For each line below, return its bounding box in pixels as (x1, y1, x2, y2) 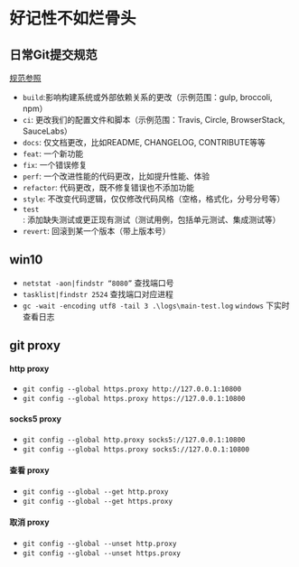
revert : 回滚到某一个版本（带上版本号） (22, 226, 171, 236)
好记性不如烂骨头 (9, 8, 137, 29)
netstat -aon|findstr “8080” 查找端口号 (22, 277, 174, 288)
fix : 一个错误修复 (22, 160, 88, 170)
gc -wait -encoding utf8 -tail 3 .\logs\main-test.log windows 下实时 (22, 300, 291, 311)
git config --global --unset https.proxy (22, 549, 181, 558)
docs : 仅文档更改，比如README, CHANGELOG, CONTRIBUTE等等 (22, 137, 266, 147)
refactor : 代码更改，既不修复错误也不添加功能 (22, 182, 195, 192)
